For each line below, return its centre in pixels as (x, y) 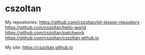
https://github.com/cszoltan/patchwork (45, 32)
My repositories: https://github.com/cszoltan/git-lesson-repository (72, 22)
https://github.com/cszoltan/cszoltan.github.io (52, 38)
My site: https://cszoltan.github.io (39, 47)
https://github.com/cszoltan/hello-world (45, 27)
